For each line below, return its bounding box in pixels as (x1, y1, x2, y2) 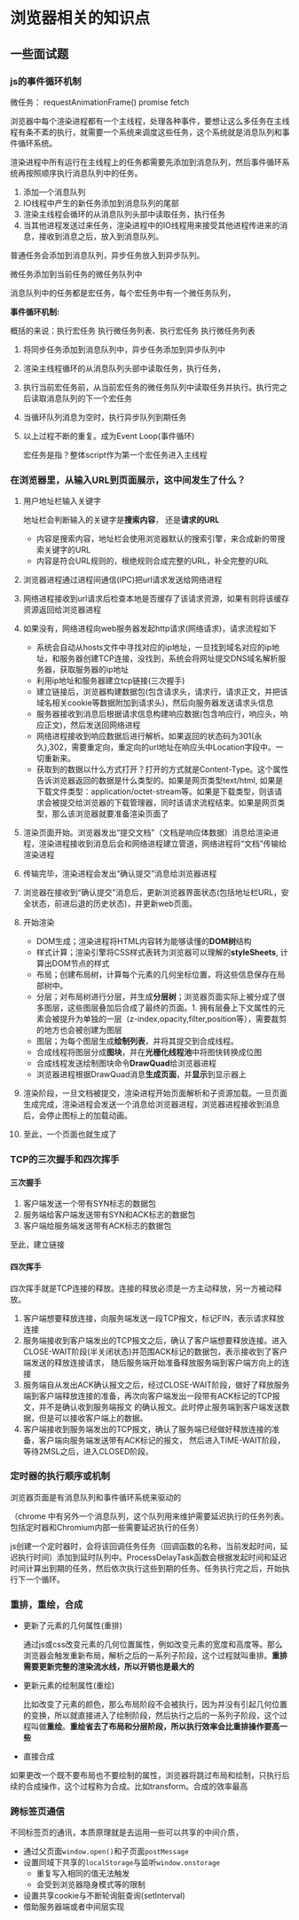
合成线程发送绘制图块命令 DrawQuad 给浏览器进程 (35, 1058, 216, 1069)
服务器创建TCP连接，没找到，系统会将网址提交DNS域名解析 (59, 653, 279, 664)
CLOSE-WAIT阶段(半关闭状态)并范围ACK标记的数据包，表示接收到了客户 (22, 1346, 287, 1357)
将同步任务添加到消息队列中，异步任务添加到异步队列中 (22, 343, 225, 355)
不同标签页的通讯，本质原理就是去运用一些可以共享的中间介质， (10, 1827, 243, 1837)
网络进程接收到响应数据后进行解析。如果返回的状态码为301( (35, 731, 255, 742)
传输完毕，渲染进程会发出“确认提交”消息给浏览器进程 (22, 869, 217, 879)
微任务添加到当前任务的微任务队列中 (10, 268, 143, 279)
